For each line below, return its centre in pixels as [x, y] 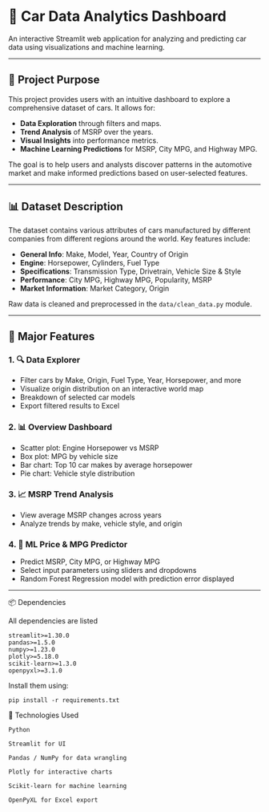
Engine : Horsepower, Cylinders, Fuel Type [90, 262]
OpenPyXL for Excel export [53, 800]
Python [19, 730]
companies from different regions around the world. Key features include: [129, 238]
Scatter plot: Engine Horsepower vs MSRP [89, 448]
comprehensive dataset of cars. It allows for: [82, 108]
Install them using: [38, 686]
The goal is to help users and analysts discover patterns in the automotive [130, 164]
